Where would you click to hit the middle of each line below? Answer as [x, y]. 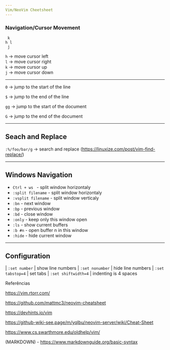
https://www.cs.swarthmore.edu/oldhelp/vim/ [53, 332]
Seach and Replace [36, 137]
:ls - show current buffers [40, 225]
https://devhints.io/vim [29, 313]
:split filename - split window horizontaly [57, 192]
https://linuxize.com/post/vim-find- [118, 149]
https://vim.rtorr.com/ [28, 293]
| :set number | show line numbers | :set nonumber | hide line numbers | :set [85, 268]
